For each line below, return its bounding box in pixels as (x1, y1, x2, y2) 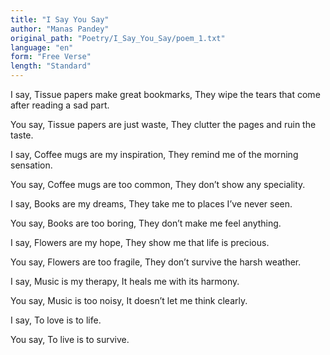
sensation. (10, 159, 53, 171)
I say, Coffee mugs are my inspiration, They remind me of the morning (10, 149, 299, 160)
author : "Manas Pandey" (10, 24, 110, 34)
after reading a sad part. (10, 99, 110, 111)
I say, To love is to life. (10, 314, 102, 326)
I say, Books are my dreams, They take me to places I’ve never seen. (10, 198, 293, 210)
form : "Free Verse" (10, 52, 92, 62)
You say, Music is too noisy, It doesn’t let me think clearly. (10, 295, 248, 306)
